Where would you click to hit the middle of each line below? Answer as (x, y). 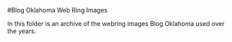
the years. (22, 31)
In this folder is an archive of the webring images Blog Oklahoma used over (116, 23)
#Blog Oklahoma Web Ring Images (57, 10)
